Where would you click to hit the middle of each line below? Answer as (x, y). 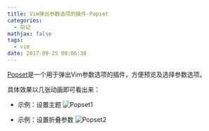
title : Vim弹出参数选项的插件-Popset (58, 14)
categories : (25, 21)
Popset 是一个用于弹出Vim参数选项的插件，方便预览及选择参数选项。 (107, 74)
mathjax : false (30, 34)
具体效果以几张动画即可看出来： (54, 89)
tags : (15, 40)
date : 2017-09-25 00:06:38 (47, 54)
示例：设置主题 (39, 104)
